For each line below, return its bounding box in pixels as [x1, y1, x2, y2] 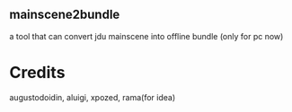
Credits [9, 63, 66, 82]
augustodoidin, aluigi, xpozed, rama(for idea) [9, 91, 176, 102]
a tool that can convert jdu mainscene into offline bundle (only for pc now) [9, 30, 284, 41]
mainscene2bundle [9, 7, 120, 22]
